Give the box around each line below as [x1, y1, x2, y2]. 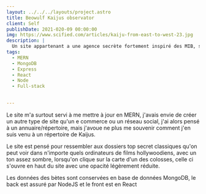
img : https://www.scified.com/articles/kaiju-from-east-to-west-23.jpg [6, 32, 193, 38]
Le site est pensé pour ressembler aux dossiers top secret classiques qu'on [6, 142, 197, 150]
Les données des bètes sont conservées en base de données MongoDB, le [6, 174, 196, 181]
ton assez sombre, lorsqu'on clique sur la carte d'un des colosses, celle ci [6, 155, 194, 163]
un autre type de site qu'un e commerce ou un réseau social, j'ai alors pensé [6, 117, 200, 125]
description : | [6, 37, 45, 44]
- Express [12, 66, 37, 72]
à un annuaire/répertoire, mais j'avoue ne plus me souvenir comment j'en [6, 124, 191, 131]
